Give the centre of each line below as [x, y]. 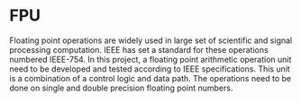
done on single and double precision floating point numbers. [121, 88]
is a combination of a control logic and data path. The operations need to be [150, 78]
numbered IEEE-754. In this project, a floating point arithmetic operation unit [150, 59]
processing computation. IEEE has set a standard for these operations [139, 49]
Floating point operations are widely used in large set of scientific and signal [151, 40]
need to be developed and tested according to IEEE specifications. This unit [150, 69]
